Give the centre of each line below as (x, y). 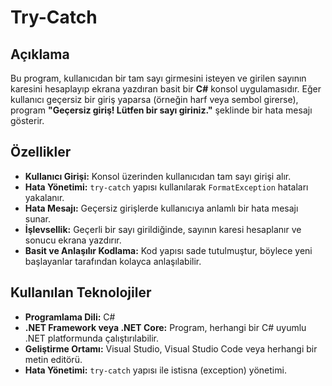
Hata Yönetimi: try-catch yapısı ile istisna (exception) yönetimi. (155, 370)
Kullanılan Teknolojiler (81, 292)
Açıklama (40, 54)
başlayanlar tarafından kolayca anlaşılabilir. (113, 261)
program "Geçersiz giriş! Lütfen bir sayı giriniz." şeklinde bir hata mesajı (161, 110)
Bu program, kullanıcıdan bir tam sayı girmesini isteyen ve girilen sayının (158, 78)
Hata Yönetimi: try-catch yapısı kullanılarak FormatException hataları (166, 187)
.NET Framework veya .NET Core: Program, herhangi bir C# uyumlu (165, 327)
